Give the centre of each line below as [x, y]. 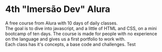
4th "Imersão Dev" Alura [58, 9]
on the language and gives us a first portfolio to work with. [65, 39]
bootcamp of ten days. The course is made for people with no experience [81, 33]
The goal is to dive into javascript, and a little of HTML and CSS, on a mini [81, 28]
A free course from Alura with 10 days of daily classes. [61, 23]
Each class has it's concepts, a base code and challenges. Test [70, 44]
